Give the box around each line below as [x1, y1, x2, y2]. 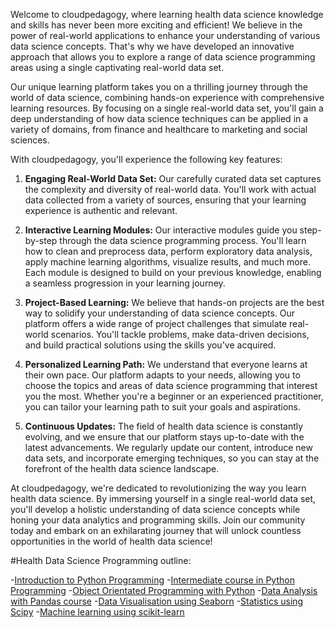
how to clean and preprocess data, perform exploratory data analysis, [24, 245, 313, 257]
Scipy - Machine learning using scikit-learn [10, 606, 185, 618]
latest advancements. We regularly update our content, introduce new [24, 442, 313, 453]
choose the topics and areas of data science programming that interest [24, 380, 318, 391]
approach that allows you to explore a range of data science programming [10, 51, 316, 63]
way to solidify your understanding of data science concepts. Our [24, 307, 296, 319]
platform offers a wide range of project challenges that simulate [24, 318, 288, 329]
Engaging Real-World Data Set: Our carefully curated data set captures [24, 173, 322, 184]
